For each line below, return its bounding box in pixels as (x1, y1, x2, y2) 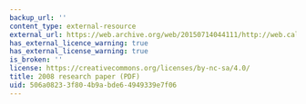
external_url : (9, 30, 64, 39)
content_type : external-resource (9, 22, 137, 31)
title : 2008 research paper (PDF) (9, 72, 141, 81)
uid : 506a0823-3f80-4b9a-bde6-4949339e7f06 (9, 80, 178, 90)
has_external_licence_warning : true (9, 38, 148, 48)
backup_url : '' (9, 13, 67, 23)
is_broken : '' (9, 55, 64, 64)
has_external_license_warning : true (9, 47, 148, 56)
